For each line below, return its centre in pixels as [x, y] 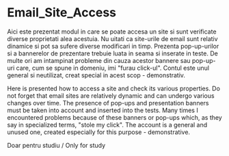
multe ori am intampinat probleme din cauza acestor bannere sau [99, 60]
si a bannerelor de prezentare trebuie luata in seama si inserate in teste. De [113, 53]
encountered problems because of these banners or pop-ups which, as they [114, 117]
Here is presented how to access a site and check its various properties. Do [114, 88]
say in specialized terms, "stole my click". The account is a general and [107, 125]
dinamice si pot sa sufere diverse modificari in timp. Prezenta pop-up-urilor [113, 46]
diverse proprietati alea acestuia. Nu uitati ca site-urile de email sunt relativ [112, 38]
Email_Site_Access [62, 13]
